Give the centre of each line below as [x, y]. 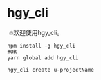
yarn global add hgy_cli [43, 58]
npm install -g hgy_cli [42, 46]
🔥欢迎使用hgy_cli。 [36, 32]
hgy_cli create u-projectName [51, 70]
